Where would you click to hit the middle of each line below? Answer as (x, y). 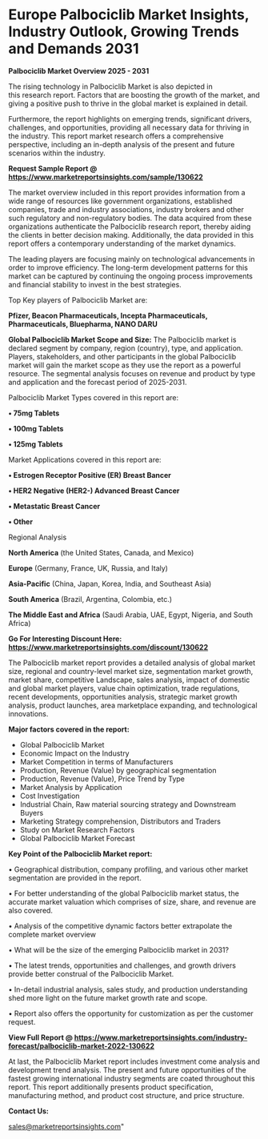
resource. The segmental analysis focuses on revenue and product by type (132, 373)
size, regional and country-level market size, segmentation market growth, (131, 671)
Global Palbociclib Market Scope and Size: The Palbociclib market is (122, 339)
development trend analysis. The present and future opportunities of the (127, 1069)
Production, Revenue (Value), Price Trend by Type (102, 779)
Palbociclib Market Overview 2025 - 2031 (79, 70)
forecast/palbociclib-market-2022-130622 (81, 1045)
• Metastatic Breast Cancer (54, 506)
